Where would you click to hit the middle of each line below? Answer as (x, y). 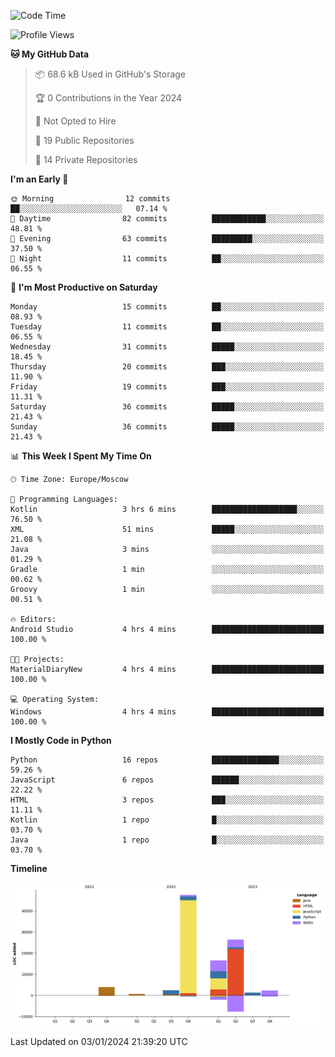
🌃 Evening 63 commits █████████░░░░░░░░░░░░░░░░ (167, 239)
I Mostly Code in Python (61, 740)
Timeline (29, 868)
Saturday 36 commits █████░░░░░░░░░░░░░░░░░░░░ (167, 407)
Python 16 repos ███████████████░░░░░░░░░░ (167, 760)
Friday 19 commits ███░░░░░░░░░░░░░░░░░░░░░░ (167, 387)
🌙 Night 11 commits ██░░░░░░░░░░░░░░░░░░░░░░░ (167, 259)
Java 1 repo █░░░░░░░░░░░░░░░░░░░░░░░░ (167, 840)
